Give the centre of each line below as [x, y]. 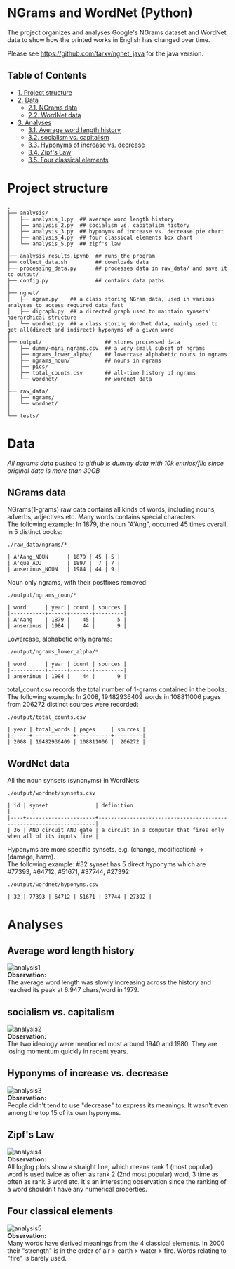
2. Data [28, 100]
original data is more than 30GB [54, 470]
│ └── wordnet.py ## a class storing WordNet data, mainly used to [113, 324]
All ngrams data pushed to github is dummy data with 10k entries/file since [116, 463]
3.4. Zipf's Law [49, 152]
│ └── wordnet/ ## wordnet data [80, 379]
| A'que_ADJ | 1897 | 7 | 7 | [64, 564]
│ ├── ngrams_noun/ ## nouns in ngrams [84, 360]
